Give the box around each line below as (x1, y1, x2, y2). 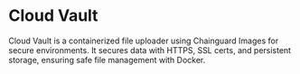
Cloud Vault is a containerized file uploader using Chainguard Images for (8, 35, 279, 46)
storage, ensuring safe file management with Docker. (8, 54, 206, 65)
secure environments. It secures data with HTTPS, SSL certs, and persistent (8, 44, 291, 55)
